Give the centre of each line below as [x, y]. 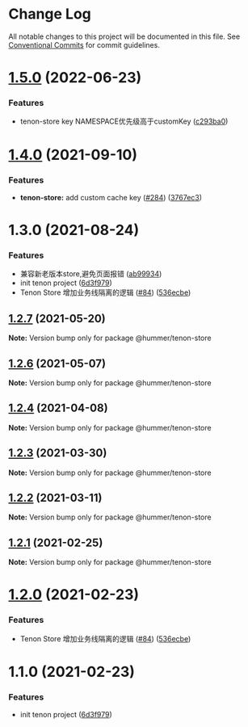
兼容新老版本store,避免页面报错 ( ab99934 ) [91, 274]
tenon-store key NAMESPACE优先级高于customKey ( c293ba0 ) [124, 121]
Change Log [50, 14]
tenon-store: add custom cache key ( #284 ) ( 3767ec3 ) [111, 197]
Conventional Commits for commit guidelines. [84, 44]
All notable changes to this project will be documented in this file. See [124, 36]
